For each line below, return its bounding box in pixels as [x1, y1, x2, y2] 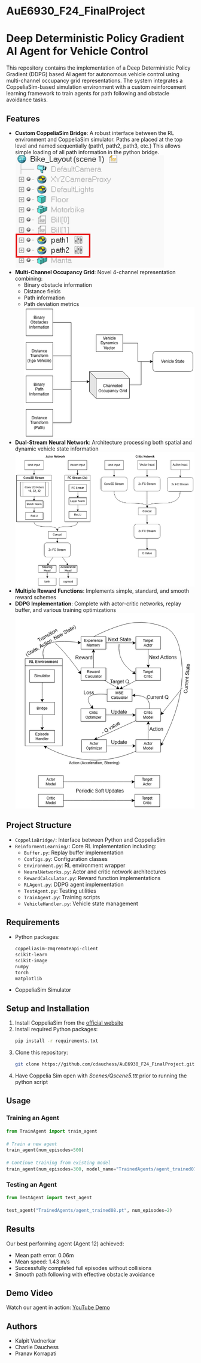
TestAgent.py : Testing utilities [23, 887, 97, 894]
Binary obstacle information [23, 281, 93, 289]
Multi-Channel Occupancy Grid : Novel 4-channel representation [14, 268, 176, 275]
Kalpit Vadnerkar [14, 1337, 57, 1344]
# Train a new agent [6, 1141, 58, 1147]
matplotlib [14, 975, 42, 981]
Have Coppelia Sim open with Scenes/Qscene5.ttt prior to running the [14, 1072, 187, 1079]
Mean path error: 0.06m [14, 1251, 74, 1259]
